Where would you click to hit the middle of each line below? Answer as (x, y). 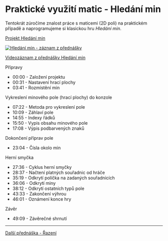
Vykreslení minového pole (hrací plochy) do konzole (59, 97)
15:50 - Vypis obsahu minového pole (50, 123)
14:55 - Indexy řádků (34, 117)
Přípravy (14, 67)
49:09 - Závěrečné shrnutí (39, 218)
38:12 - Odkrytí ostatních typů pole (48, 188)
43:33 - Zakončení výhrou (39, 193)
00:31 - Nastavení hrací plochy (44, 82)
